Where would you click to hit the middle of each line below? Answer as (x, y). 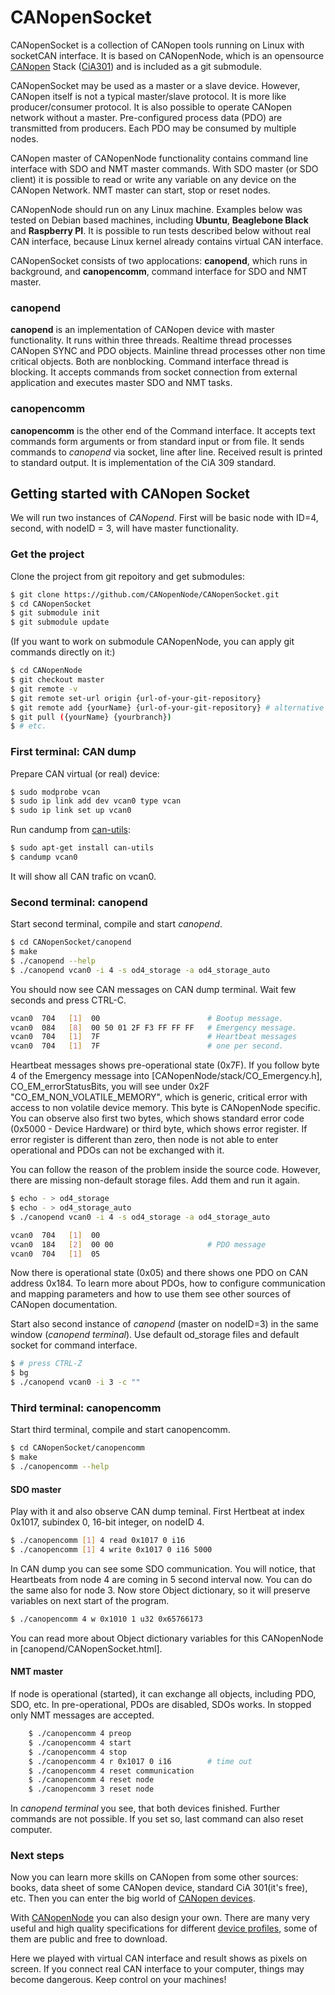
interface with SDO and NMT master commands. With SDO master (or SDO (164, 168)
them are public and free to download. (89, 1939)
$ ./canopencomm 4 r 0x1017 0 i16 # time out (140, 1761)
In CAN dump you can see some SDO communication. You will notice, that (163, 1568)
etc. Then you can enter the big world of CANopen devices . (133, 1898)
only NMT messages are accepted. (82, 1715)
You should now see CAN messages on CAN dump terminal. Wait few (153, 989)
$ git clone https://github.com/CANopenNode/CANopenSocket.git (145, 594)
